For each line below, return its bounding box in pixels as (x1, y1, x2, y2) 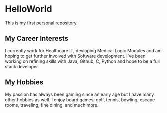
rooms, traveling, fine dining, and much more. (5, 102, 99, 108)
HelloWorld (5, 3, 52, 15)
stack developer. (5, 63, 39, 69)
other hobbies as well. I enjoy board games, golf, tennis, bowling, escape (5, 96, 155, 103)
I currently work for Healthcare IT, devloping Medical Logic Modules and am (5, 47, 162, 53)
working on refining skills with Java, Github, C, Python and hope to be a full (5, 58, 160, 64)
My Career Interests (5, 34, 69, 43)
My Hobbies (5, 78, 44, 87)
